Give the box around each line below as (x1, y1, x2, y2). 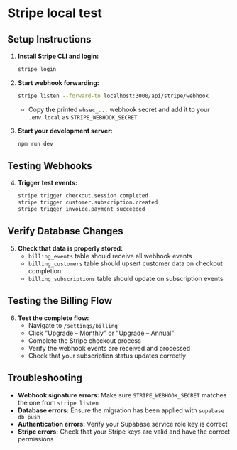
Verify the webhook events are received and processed (28, 344, 191, 352)
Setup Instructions (7, 33, 92, 45)
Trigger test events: (17, 179, 78, 187)
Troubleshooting (7, 372, 83, 384)
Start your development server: (17, 126, 114, 135)
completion (28, 266, 62, 275)
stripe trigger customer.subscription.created (17, 199, 158, 207)
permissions (17, 434, 54, 443)
